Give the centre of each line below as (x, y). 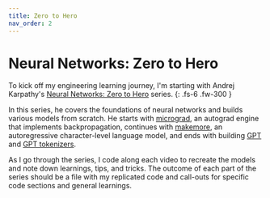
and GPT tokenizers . (42, 144)
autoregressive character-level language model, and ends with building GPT (135, 136)
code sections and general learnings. (70, 186)
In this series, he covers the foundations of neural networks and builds (126, 110)
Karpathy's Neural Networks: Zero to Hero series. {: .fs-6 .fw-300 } (120, 95)
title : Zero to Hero (43, 16)
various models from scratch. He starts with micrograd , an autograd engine (134, 119)
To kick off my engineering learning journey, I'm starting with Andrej (122, 86)
